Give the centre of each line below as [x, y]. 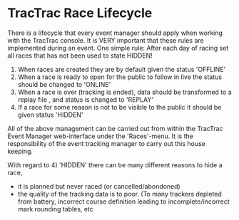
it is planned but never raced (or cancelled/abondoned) [99, 186]
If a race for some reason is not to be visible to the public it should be [119, 107]
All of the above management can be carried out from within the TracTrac [115, 128]
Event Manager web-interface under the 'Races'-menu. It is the [101, 136]
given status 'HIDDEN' [50, 115]
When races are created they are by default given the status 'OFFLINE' [122, 69]
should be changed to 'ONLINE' [64, 84]
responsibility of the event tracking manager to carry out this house [106, 143]
